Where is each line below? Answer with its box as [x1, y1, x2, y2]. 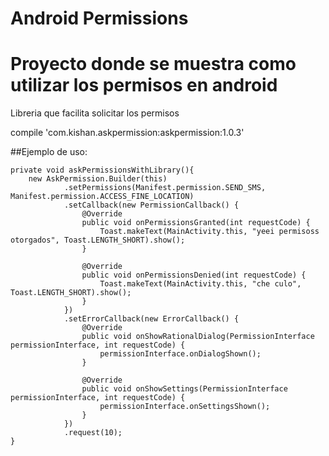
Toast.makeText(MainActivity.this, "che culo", [99, 279, 302, 289]
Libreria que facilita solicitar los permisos [10, 107, 180, 119]
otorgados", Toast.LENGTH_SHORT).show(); [10, 235, 186, 246]
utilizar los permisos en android [10, 74, 278, 97]
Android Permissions [10, 7, 189, 30]
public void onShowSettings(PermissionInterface [81, 384, 288, 394]
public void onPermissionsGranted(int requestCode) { [81, 218, 311, 228]
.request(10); [63, 428, 123, 438]
